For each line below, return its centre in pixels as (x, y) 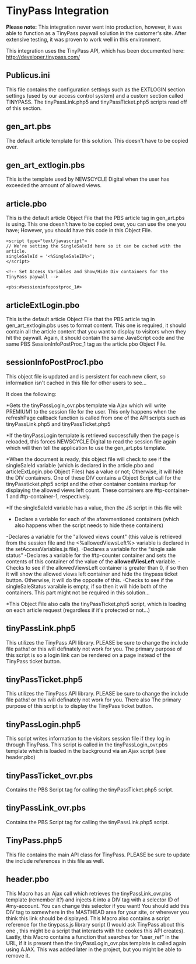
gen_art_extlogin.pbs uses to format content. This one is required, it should (96, 325)
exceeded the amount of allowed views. (54, 185)
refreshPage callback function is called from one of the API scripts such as (96, 418)
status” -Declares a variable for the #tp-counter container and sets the (91, 555)
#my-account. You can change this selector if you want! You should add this (98, 906)
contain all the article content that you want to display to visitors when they (96, 331)
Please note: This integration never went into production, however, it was (94, 27)
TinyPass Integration (57, 11)
